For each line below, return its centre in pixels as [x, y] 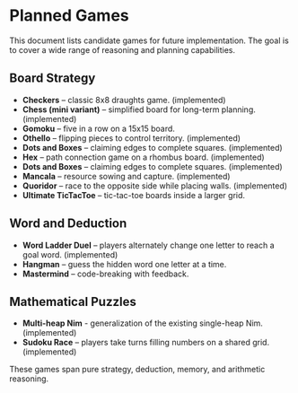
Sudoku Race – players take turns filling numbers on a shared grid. [146, 343]
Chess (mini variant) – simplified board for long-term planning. [139, 109]
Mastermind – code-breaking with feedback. [105, 274]
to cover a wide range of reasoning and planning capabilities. [123, 49]
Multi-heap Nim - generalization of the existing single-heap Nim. [142, 323]
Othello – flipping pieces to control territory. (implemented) [131, 138]
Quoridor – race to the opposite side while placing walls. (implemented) [155, 186]
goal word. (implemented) [70, 254]
